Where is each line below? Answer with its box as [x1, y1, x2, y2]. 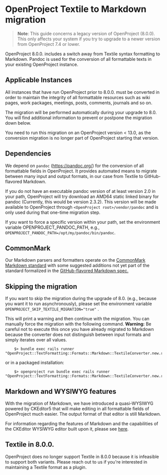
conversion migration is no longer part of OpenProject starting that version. [5, 135, 159, 141]
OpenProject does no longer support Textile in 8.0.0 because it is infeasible [5, 454, 159, 460]
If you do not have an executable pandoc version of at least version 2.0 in [5, 188, 156, 194]
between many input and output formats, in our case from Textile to [5, 173, 143, 179]
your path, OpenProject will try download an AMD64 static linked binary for [5, 193, 159, 199]
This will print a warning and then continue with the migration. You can [5, 316, 150, 322]
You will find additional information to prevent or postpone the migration [5, 115, 153, 121]
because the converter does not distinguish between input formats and [5, 331, 151, 337]
